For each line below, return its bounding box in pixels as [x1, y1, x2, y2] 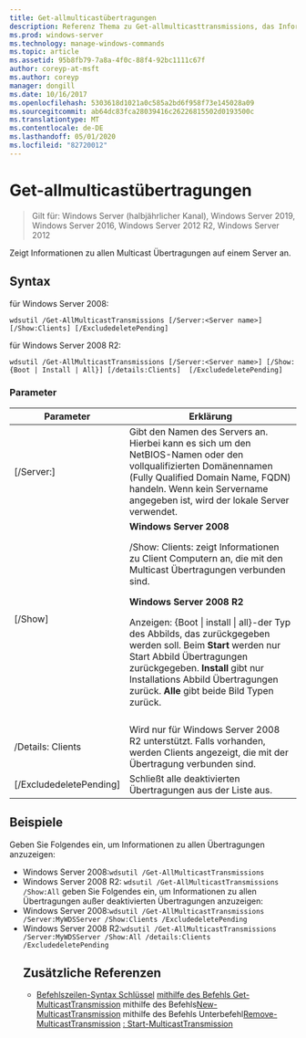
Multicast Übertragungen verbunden [128, 563, 286, 576]
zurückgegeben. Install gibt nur [128, 661, 264, 674]
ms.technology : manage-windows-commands [9, 38, 166, 48]
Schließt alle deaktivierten [128, 772, 240, 785]
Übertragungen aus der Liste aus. [128, 783, 273, 796]
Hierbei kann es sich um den [128, 436, 251, 449]
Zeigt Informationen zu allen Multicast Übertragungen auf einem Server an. [9, 247, 291, 258]
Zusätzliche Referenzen [22, 965, 162, 980]
